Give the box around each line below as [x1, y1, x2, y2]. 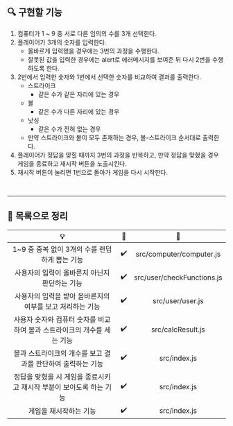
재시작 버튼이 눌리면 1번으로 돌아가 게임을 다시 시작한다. [17, 168, 169, 176]
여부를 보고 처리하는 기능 [24, 301, 101, 311]
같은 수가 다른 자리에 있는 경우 [37, 107, 120, 116]
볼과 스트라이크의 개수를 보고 [13, 348, 103, 358]
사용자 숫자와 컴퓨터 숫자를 [13, 314, 96, 324]
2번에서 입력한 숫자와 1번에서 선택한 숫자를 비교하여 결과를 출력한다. [17, 72, 202, 81]
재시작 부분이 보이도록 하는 [20, 382, 104, 392]
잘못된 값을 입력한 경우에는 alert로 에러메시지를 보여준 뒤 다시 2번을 [27, 55, 211, 64]
